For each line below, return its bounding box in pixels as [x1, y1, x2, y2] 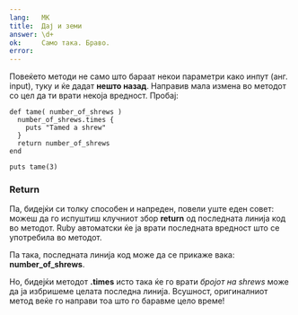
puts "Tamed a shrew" [25, 123, 106, 133]
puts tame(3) [9, 162, 58, 171]
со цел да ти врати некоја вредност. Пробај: [9, 91, 180, 101]
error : [9, 47, 34, 56]
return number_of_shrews [17, 139, 110, 148]
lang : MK [9, 13, 50, 22]
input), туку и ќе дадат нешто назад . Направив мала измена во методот [9, 81, 287, 92]
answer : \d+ [9, 30, 54, 39]
